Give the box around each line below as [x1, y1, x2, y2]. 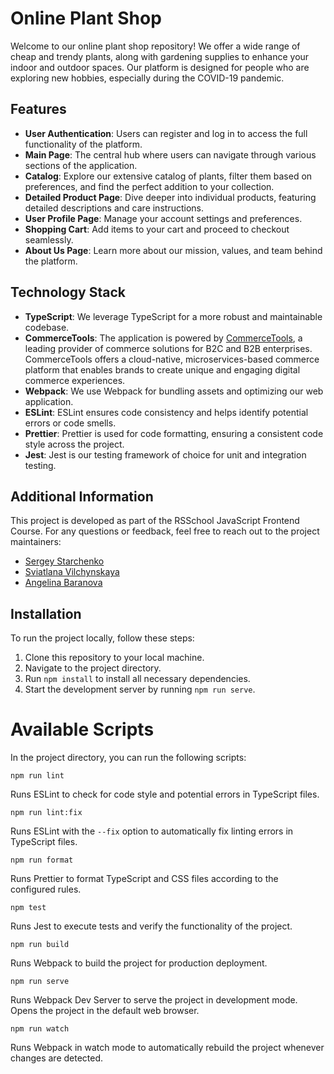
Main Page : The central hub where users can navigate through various [24, 148, 317, 161]
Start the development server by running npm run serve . [24, 683, 256, 696]
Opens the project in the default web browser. [10, 1005, 200, 1017]
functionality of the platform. [24, 138, 143, 150]
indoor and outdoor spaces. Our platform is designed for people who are [10, 61, 310, 73]
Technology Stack [10, 284, 126, 301]
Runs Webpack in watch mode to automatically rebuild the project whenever [10, 1042, 325, 1054]
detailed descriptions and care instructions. [24, 202, 204, 214]
